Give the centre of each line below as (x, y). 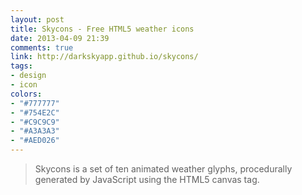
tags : (21, 66)
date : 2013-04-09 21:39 (60, 38)
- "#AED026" (35, 141)
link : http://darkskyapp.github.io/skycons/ (104, 57)
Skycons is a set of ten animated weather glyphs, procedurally (163, 169)
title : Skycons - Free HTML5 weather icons (102, 29)
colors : (26, 94)
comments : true (42, 47)
